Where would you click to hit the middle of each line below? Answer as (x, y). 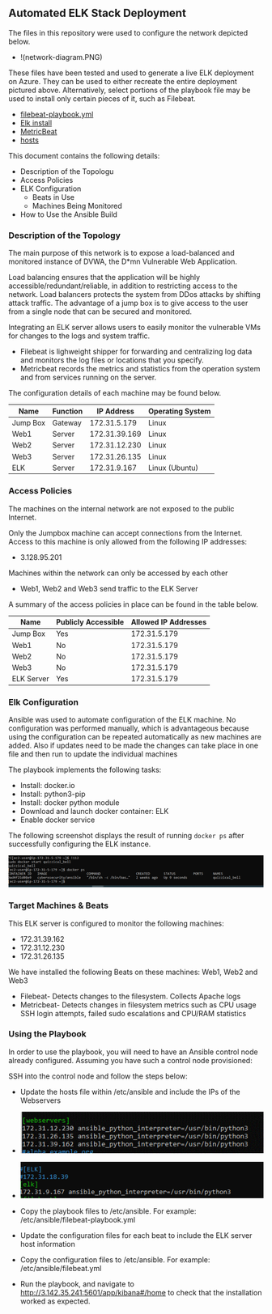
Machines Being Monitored (77, 206)
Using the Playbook (47, 1034)
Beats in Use (53, 197)
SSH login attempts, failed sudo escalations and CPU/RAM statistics (133, 1013)
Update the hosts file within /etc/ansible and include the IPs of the (130, 1091)
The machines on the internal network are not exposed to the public (121, 508)
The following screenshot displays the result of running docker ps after (126, 836)
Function (68, 411)
